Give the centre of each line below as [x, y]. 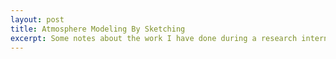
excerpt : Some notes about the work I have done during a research [154, 38]
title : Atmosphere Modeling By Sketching [98, 29]
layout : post [37, 19]
